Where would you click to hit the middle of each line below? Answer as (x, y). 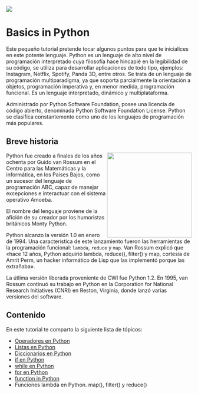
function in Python (37, 378)
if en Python (29, 359)
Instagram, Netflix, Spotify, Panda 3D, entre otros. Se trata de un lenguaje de (99, 74)
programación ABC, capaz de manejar (52, 187)
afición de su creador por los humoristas (55, 217)
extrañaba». (21, 266)
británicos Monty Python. (37, 224)
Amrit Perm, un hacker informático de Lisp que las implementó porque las (95, 260)
